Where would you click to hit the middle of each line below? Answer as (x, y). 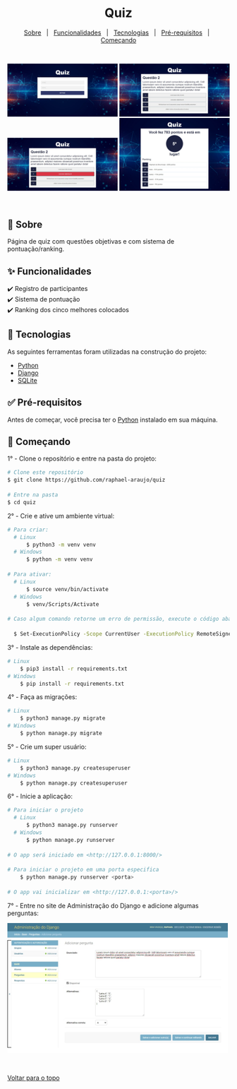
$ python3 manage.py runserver (72, 825)
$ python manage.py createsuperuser (74, 783)
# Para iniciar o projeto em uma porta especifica (83, 870)
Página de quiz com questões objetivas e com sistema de (91, 242)
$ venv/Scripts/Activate (62, 604)
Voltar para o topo (34, 1078)
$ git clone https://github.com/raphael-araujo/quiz (86, 480)
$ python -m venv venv (59, 559)
